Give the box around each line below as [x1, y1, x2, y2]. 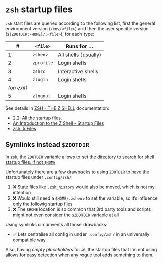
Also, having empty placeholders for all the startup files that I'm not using [5, 246, 157, 252]
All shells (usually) [58, 51, 102, 58]
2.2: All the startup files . [12, 115, 62, 121]
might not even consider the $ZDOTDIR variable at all [12, 212, 119, 218]
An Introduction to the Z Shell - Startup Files [12, 120, 104, 126]
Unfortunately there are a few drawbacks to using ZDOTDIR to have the [5, 169, 150, 175]
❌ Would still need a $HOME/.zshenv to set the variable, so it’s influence [12, 195, 158, 201]
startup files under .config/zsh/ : [5, 174, 73, 180]
